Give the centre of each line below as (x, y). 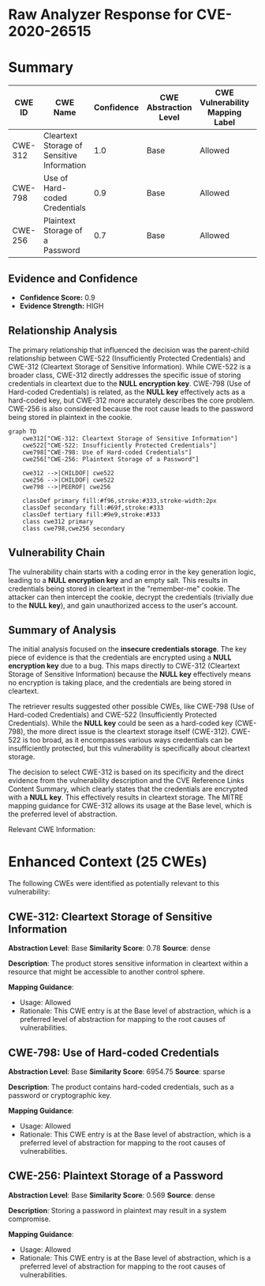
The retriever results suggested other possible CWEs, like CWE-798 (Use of (131, 706)
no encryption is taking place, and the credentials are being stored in (120, 683)
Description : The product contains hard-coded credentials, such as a (121, 1087)
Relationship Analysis (63, 331)
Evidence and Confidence (73, 278)
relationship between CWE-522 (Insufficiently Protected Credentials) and (127, 358)
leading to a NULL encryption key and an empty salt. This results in (118, 580)
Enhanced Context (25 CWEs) (108, 862)
